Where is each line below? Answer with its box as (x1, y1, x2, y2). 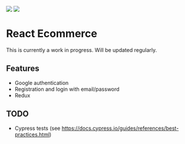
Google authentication (14, 79, 69, 86)
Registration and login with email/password (14, 86, 120, 93)
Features (6, 64, 39, 74)
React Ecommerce (6, 27, 97, 41)
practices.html (14, 130, 50, 138)
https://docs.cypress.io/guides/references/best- (61, 125, 179, 132)
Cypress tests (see (14, 125, 61, 132)
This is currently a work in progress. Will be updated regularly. (6, 46, 157, 53)
